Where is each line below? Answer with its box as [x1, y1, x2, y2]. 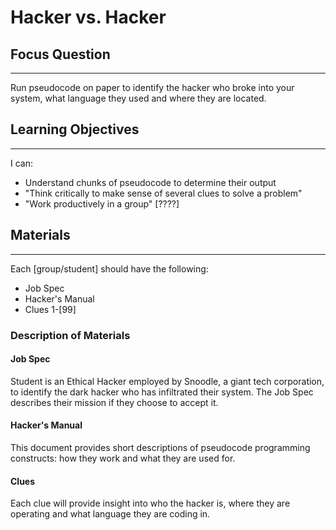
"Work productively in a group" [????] [24, 197, 180, 210]
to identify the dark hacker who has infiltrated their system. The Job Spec [10, 386, 314, 398]
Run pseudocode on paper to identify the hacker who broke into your [10, 82, 295, 93]
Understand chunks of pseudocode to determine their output [24, 176, 277, 188]
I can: [10, 157, 33, 169]
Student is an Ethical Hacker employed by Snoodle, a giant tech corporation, [10, 375, 325, 387]
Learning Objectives [10, 121, 140, 138]
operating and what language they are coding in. [10, 508, 211, 520]
